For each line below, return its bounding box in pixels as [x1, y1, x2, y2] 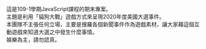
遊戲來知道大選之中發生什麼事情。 [11, 28, 98, 36]
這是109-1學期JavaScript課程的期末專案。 [6, 6, 112, 12]
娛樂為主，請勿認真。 [6, 36, 60, 43]
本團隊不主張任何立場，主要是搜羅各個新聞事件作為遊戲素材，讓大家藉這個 [6, 21, 194, 28]
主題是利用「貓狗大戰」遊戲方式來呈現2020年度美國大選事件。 [6, 13, 165, 20]
